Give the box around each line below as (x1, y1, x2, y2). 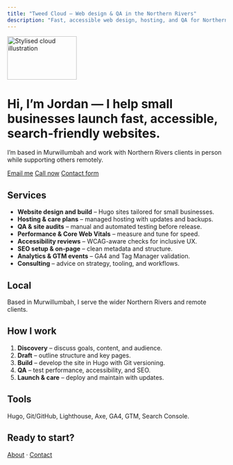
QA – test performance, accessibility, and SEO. (17, 366, 151, 374)
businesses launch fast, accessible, (7, 110, 218, 126)
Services (7, 189, 47, 201)
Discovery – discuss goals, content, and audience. (17, 344, 163, 352)
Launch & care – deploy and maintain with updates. (17, 373, 164, 382)
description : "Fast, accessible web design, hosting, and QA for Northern (7, 17, 228, 24)
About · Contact (7, 450, 53, 459)
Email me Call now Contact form (7, 169, 99, 178)
